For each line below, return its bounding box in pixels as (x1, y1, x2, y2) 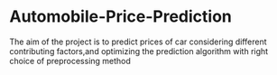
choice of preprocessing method (9, 55, 131, 66)
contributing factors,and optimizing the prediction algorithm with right (9, 45, 269, 56)
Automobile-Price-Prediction (9, 6, 233, 27)
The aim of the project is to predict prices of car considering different (9, 36, 268, 47)
